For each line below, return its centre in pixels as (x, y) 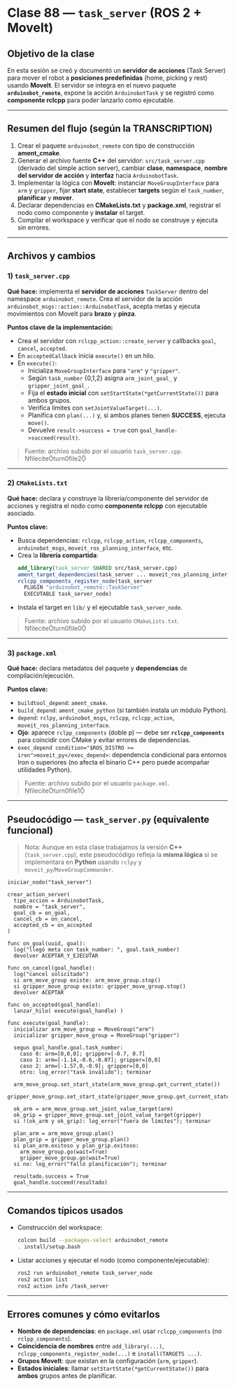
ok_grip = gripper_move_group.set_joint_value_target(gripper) (107, 1115)
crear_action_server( (39, 895)
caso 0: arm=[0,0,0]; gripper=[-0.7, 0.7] (83, 1054)
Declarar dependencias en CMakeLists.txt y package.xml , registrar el (119, 205)
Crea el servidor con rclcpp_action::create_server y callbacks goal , (116, 340)
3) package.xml (32, 653)
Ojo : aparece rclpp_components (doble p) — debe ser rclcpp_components (121, 732)
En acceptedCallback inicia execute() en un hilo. (86, 356)
